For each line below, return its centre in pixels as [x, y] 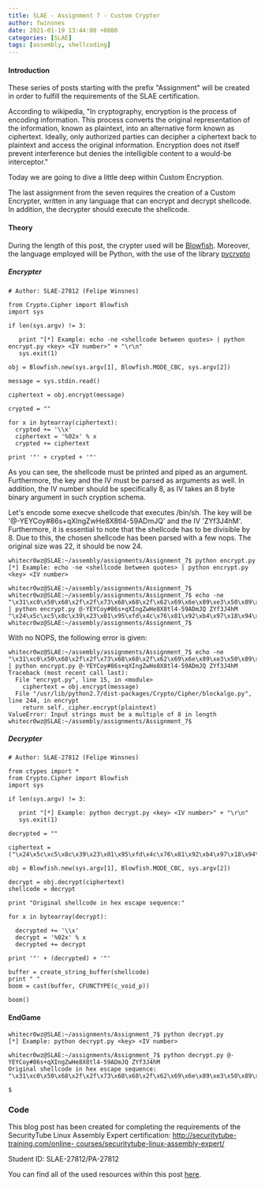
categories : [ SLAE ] [40, 38]
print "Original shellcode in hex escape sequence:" [97, 903]
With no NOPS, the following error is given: [78, 637]
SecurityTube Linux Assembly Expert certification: [90, 1135]
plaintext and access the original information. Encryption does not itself [124, 145]
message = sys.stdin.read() [54, 381]
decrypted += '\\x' [47, 931]
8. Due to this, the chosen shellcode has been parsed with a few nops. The [130, 537]
